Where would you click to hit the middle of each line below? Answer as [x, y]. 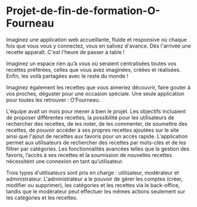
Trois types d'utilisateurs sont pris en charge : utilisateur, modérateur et [93, 172]
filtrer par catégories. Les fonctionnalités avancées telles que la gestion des [98, 149]
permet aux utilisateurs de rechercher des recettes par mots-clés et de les [96, 142]
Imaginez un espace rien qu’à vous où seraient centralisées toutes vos [91, 64]
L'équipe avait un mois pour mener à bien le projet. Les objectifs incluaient [96, 111]
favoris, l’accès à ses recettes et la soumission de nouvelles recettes [89, 155]
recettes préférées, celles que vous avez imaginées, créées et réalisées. [94, 69]
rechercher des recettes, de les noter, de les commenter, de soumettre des [97, 123]
